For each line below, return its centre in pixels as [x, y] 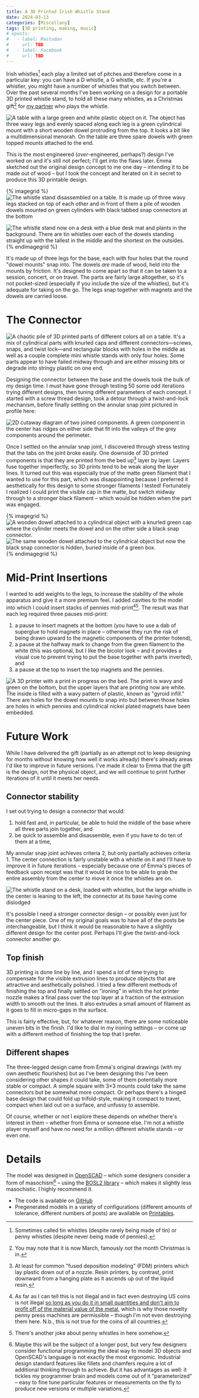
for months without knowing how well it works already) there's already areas [99, 760]
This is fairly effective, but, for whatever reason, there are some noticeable [97, 1021]
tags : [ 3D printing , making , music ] [51, 28]
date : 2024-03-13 [28, 17]
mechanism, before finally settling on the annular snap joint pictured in [92, 405]
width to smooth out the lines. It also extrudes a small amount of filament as [98, 1003]
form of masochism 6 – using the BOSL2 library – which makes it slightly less [99, 1183]
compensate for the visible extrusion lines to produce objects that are [91, 978]
